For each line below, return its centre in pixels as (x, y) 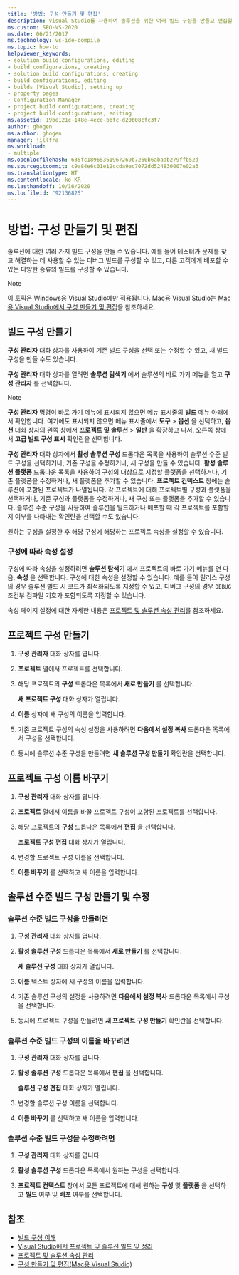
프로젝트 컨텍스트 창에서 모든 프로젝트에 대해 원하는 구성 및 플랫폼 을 (112, 1186)
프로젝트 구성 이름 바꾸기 (58, 778)
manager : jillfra (33, 140)
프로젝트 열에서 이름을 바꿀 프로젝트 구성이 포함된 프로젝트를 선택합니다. (117, 811)
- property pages (33, 93)
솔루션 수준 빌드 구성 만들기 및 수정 (79, 897)
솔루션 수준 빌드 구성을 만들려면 (58, 919)
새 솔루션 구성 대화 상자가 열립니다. (66, 966)
